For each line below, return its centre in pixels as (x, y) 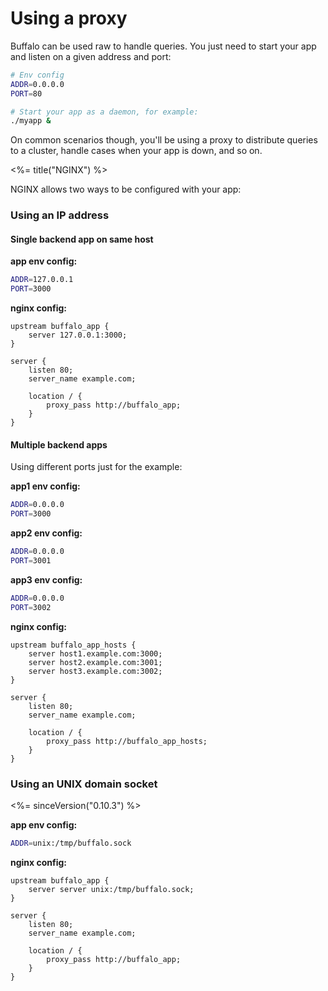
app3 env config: (46, 579)
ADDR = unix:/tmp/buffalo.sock (71, 843)
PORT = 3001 (31, 561)
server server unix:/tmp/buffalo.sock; (111, 889)
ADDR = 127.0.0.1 (42, 280)
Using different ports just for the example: (96, 467)
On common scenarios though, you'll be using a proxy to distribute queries (164, 140)
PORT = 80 (26, 93)
